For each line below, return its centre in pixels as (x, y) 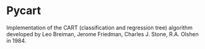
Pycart (24, 11)
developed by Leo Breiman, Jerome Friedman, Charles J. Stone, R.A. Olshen (102, 34)
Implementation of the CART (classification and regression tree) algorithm (99, 28)
